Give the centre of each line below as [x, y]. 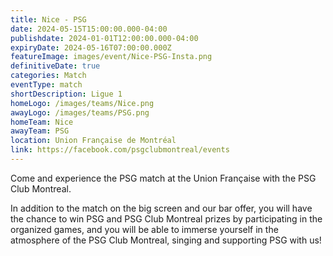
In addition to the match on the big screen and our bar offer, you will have [161, 208]
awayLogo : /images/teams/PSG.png [80, 112]
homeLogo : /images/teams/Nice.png [82, 103]
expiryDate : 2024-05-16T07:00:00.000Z [91, 47]
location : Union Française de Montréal [93, 141]
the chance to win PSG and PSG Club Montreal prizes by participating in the [166, 218]
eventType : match [46, 85]
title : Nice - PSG [48, 19]
